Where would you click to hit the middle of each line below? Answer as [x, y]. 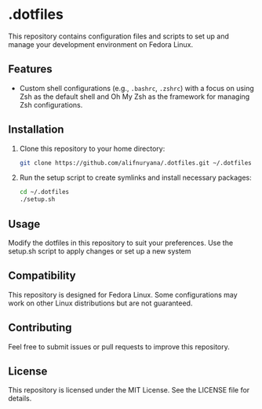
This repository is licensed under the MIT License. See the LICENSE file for [129, 390]
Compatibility [42, 276]
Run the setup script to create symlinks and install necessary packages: [136, 177]
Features [30, 69]
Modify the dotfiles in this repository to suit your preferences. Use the [121, 243]
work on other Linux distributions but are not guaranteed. [100, 303]
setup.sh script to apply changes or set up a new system [100, 251]
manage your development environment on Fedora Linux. [101, 44]
